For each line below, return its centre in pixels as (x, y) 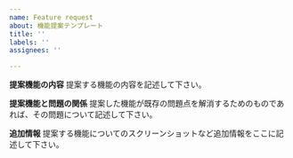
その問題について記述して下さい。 (95, 115)
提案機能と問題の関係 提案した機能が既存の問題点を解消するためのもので (143, 104)
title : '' (28, 34)
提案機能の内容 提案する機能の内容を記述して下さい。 (108, 84)
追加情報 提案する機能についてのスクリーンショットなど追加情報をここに (142, 133)
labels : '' (29, 42)
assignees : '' (36, 51)
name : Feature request (51, 17)
